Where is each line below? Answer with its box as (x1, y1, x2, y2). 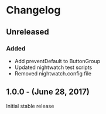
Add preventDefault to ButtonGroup (14, 57, 101, 64)
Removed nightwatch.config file (14, 70, 92, 77)
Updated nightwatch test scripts (14, 64, 93, 71)
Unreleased (6, 27, 50, 37)
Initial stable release (6, 102, 54, 109)
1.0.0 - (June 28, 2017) (6, 87, 90, 97)
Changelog (6, 4, 61, 17)
